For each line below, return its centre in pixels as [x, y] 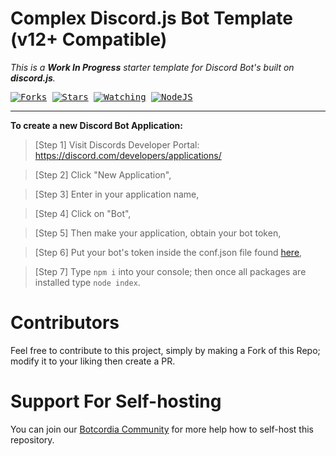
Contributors [65, 323]
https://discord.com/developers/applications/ [128, 155]
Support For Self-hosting [116, 401]
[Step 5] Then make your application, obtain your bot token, [158, 233]
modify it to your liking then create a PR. [93, 361]
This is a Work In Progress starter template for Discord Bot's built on [152, 67]
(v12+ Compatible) [89, 39]
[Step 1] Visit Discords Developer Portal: [117, 144]
